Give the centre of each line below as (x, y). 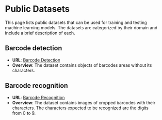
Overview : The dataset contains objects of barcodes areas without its (82, 65)
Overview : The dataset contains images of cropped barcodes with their (84, 102)
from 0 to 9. (24, 113)
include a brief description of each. (40, 33)
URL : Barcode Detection (36, 60)
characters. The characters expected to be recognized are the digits (80, 108)
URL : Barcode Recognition (38, 97)
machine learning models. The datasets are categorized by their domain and (81, 27)
